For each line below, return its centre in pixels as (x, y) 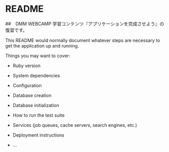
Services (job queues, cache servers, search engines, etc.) (75, 125)
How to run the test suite (39, 115)
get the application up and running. (42, 46)
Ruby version (27, 66)
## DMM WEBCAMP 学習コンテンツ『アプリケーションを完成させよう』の (85, 24)
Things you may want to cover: (38, 56)
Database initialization (36, 105)
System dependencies (36, 75)
